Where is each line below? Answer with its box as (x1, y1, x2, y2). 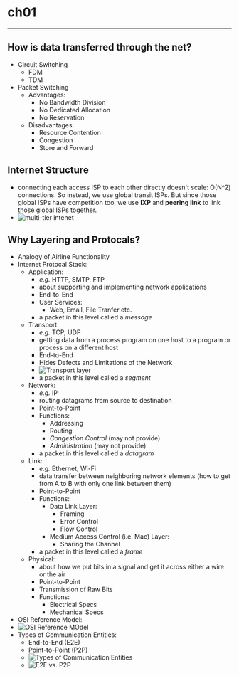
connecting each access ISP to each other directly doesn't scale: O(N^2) (17, 183, 231, 191)
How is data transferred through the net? (7, 41, 192, 53)
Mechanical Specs (49, 608, 105, 616)
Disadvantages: (28, 120, 75, 129)
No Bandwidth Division (38, 97, 106, 107)
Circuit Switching (17, 60, 68, 68)
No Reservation (38, 113, 85, 122)
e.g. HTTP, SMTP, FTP (38, 275, 105, 284)
